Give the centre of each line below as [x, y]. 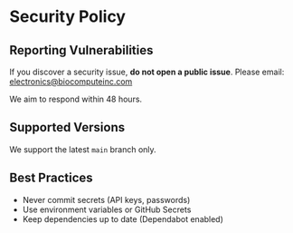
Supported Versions [67, 127]
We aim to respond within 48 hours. [76, 99]
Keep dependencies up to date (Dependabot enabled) [123, 218]
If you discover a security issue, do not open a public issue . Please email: [147, 72]
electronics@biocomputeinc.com [71, 82]
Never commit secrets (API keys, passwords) [106, 199]
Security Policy [68, 17]
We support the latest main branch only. [83, 149]
